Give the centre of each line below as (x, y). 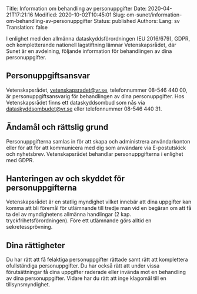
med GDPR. (20, 160)
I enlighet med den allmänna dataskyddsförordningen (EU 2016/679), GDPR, (98, 39)
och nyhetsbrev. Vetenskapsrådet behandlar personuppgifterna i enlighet (95, 154)
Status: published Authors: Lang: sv (137, 21)
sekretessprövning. (29, 227)
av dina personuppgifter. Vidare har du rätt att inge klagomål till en (86, 278)
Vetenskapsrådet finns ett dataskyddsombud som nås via (76, 102)
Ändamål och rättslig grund (57, 127)
